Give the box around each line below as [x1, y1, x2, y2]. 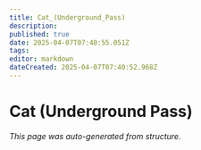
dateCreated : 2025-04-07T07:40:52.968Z [9, 63, 158, 72]
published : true [9, 29, 70, 38]
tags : [9, 46, 29, 55]
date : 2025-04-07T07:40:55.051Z [9, 37, 130, 47]
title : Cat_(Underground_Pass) [9, 12, 126, 22]
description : [9, 21, 58, 30]
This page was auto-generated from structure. [9, 130, 181, 141]
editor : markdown [9, 54, 74, 63]
